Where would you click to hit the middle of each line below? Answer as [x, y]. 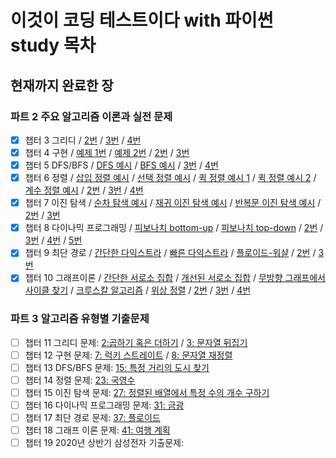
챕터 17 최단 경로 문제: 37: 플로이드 [92, 418]
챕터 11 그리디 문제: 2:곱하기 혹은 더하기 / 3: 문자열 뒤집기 [136, 342]
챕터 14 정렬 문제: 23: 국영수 [80, 380]
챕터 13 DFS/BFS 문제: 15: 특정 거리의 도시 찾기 [117, 367]
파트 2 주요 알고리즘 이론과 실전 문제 [91, 116]
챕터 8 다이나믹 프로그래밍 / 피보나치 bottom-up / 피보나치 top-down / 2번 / [174, 228]
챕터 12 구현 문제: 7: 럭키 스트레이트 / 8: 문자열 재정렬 [128, 355]
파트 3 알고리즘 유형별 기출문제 [80, 319]
